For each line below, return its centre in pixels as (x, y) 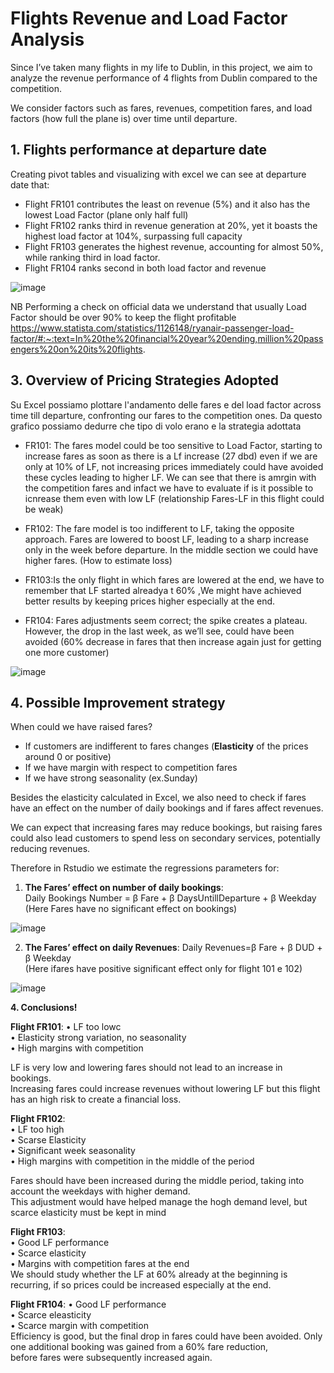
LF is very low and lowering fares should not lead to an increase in (146, 1068)
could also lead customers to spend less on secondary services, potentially (165, 838)
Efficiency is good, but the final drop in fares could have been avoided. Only (166, 1336)
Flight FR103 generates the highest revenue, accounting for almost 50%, (174, 246)
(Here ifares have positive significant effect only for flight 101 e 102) (163, 969)
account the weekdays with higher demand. (100, 1191)
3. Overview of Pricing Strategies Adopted (144, 380)
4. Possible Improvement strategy (118, 702)
